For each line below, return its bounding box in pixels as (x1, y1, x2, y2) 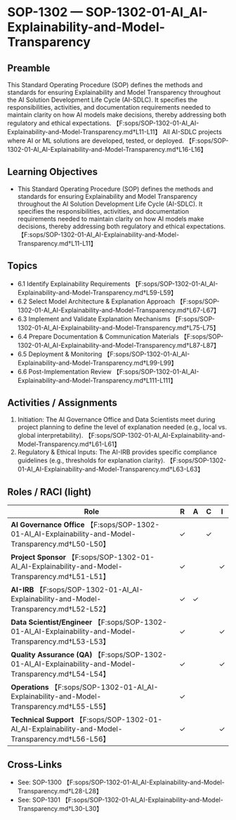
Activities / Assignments (7, 397, 118, 409)
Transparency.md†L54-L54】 (11, 669, 110, 679)
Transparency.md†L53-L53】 (11, 637, 110, 646)
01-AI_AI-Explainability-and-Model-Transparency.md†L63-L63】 (17, 465, 204, 474)
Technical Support (11, 715, 74, 724)
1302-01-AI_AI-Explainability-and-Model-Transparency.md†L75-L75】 (17, 323, 220, 332)
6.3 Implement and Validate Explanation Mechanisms (17, 314, 171, 323)
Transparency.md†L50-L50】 (11, 539, 110, 549)
